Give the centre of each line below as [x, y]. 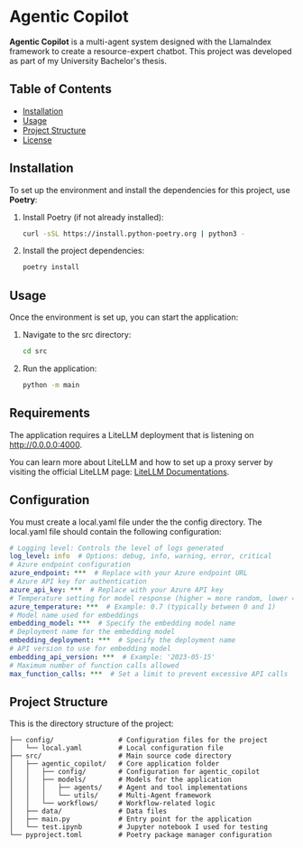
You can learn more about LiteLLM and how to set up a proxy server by [141, 461]
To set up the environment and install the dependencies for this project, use [150, 190]
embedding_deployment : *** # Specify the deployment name [123, 640]
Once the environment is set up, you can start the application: [124, 317]
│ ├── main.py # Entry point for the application [131, 819]
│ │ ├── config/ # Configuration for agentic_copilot [134, 772]
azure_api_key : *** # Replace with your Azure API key [116, 590]
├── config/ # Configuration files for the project [139, 741]
